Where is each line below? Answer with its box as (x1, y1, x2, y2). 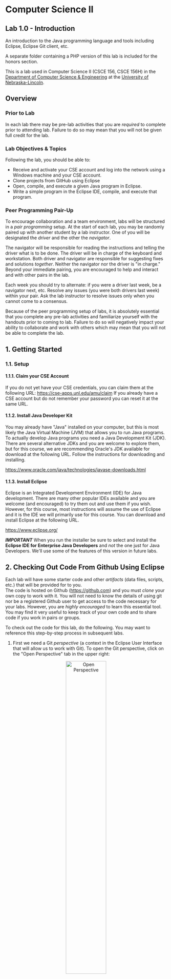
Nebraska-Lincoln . (5, 80, 45, 85)
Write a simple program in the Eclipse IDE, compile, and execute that (12, 188, 157, 195)
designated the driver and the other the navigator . (5, 235, 111, 241)
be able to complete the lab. (5, 330, 65, 336)
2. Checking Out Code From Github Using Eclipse (5, 563, 165, 571)
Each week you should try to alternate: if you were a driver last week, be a (5, 282, 162, 288)
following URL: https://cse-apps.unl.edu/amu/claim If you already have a (5, 390, 158, 396)
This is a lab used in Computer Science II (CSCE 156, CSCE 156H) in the (5, 68, 156, 74)
